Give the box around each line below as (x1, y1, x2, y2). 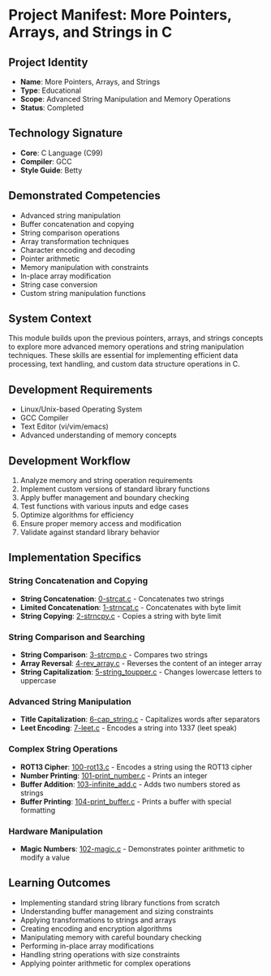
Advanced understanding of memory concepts (19, 430, 177, 440)
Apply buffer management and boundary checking (19, 493, 189, 503)
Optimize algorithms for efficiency (19, 510, 134, 520)
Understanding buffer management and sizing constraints (19, 906, 213, 916)
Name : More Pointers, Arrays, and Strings (19, 77, 161, 86)
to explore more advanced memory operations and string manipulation (8, 342, 244, 351)
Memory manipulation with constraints (19, 262, 148, 272)
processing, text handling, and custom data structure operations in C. (8, 359, 241, 369)
